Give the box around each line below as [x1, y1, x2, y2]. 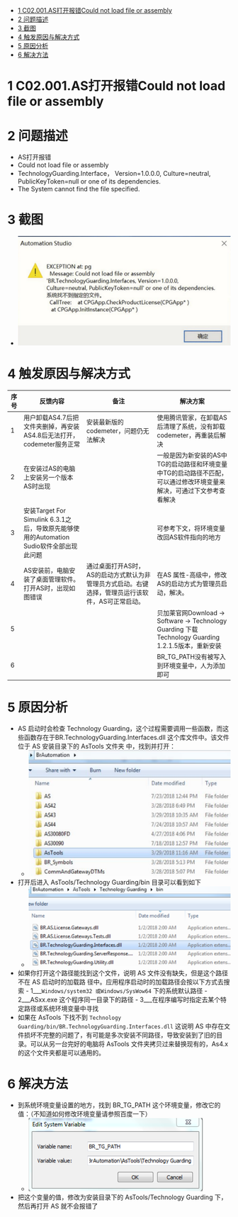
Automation [35, 533, 69, 542]
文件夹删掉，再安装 [23, 422, 80, 430]
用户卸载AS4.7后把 [23, 413, 79, 422]
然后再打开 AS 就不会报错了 [17, 1201, 98, 1210]
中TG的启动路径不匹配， [157, 469, 228, 477]
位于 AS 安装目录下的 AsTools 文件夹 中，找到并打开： [17, 742, 176, 751]
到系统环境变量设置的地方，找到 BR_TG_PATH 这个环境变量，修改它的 [17, 1101, 221, 1109]
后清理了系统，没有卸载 [157, 422, 225, 430]
